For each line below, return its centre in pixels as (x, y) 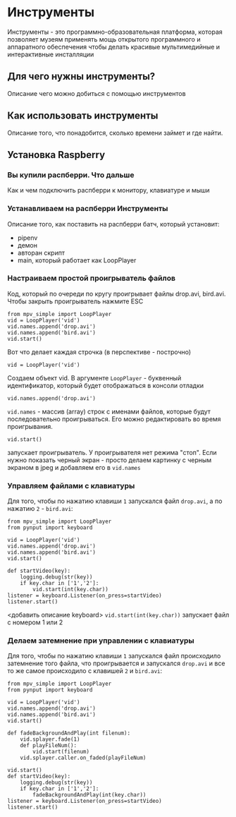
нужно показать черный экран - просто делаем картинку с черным (110, 460)
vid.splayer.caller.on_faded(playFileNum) (83, 758)
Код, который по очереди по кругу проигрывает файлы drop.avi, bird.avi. (117, 293)
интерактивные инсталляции (51, 54)
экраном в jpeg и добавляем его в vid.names (74, 467)
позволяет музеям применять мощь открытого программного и (104, 39)
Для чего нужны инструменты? (81, 77)
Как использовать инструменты (83, 116)
